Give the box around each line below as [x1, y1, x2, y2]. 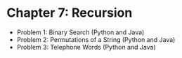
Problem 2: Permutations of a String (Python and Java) [16, 35, 176, 43]
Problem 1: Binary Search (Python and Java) [16, 28, 145, 36]
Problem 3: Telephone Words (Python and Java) [16, 43, 156, 51]
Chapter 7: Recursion [6, 5, 133, 21]
